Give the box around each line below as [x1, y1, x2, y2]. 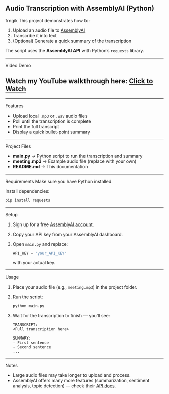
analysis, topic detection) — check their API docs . [12, 383, 116, 389]
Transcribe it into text [12, 32, 57, 38]
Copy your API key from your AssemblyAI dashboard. [12, 231, 123, 237]
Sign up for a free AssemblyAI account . [12, 221, 94, 228]
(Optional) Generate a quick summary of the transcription [12, 38, 132, 44]
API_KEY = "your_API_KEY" [12, 251, 67, 256]
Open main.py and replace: [12, 241, 68, 247]
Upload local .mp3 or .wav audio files [12, 112, 88, 119]
